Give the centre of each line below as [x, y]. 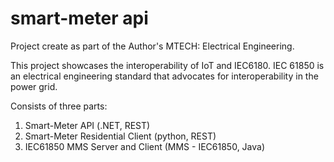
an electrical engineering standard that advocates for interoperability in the [164, 76]
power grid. [34, 86]
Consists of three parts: [59, 106]
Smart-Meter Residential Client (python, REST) [120, 136]
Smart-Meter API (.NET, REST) [87, 125]
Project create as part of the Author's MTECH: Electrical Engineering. [152, 46]
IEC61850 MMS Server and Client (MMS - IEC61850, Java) [145, 146]
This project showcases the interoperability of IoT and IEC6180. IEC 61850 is [167, 65]
